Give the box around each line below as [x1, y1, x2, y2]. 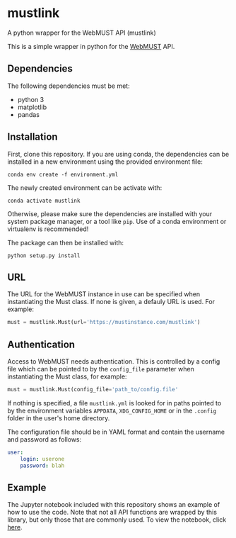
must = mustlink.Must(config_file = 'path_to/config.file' [7, 386, 179, 393]
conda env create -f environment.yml [7, 171, 119, 178]
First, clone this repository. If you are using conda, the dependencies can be [7, 150, 230, 158]
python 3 [17, 95, 45, 103]
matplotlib [17, 103, 47, 111]
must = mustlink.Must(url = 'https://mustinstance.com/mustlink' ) [7, 319, 201, 326]
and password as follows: [7, 435, 82, 444]
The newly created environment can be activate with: [7, 183, 163, 192]
